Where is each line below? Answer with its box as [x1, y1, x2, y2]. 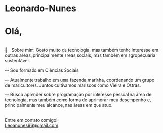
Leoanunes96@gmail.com [5, 122, 58, 129]
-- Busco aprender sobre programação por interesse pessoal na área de [5, 92, 152, 98]
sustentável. [5, 58, 30, 64]
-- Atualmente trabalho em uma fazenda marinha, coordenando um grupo [5, 77, 155, 83]
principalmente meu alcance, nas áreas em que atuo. [5, 102, 113, 108]
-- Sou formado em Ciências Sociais [5, 67, 79, 73]
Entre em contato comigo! [5, 117, 58, 123]
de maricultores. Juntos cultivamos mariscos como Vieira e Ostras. [5, 82, 141, 88]
